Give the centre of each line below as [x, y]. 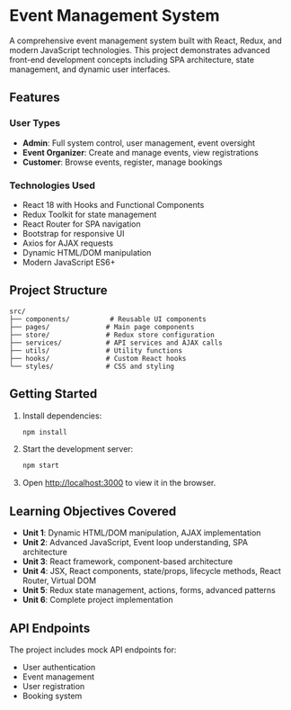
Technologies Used [53, 185]
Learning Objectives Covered [93, 511]
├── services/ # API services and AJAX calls [116, 343]
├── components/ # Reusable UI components [108, 319]
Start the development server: [78, 449]
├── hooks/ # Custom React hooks [98, 358]
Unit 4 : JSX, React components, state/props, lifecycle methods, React [151, 571]
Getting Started [53, 394]
